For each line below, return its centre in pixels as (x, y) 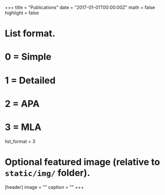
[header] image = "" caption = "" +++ (44, 187)
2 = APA (22, 104)
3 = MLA (23, 127)
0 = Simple (28, 57)
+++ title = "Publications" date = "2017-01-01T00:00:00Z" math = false (80, 7)
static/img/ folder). (48, 173)
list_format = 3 (20, 141)
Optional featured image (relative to (82, 162)
